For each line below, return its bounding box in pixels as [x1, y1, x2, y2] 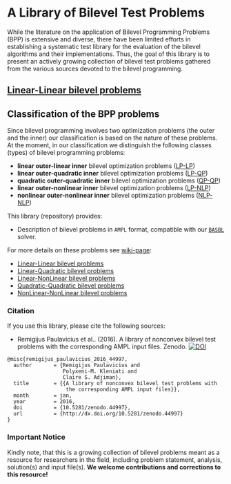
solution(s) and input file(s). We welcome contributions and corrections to [7, 463, 221, 471]
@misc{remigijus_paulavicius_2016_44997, [7, 356, 128, 363]
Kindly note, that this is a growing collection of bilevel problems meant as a [7, 448, 220, 456]
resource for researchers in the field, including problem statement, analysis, [7, 455, 223, 464]
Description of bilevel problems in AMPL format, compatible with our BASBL [17, 225, 225, 234]
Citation [7, 306, 34, 316]
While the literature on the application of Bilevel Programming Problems [7, 28, 210, 36]
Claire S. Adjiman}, [62, 374, 122, 381]
